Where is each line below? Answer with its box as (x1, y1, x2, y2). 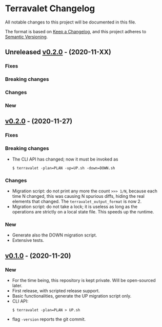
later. (12, 282, 23, 288)
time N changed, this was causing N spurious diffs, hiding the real (12, 193, 145, 199)
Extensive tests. (12, 237, 44, 243)
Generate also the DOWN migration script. (12, 232, 97, 238)
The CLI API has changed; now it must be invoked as (12, 156, 119, 162)
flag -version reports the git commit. (12, 316, 86, 322)
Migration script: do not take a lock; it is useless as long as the (12, 204, 138, 210)
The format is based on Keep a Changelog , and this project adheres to (5, 28, 146, 34)
